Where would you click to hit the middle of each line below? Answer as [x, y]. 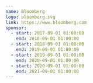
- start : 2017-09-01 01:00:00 [47, 33]
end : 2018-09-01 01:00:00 [48, 39]
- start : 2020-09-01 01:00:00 [47, 66]
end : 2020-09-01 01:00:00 [48, 60]
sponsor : [16, 28]
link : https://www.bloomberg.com [46, 22]
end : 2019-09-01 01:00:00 [48, 50]
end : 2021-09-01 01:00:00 [48, 71]
